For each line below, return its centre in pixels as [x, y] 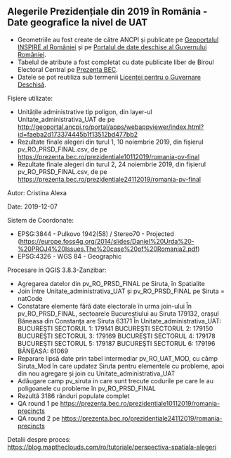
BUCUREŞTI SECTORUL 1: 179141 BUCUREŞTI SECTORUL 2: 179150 [115, 328]
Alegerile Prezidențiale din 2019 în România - [107, 12]
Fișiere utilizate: [30, 98]
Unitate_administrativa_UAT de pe [66, 119]
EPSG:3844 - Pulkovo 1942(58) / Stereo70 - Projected [95, 234]
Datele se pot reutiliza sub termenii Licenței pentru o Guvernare [109, 77]
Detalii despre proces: [39, 439]
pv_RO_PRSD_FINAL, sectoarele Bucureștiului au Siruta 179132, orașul [118, 314]
